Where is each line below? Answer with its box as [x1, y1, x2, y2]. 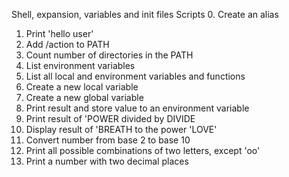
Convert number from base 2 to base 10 [25, 134, 191, 146]
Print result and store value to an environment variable [25, 102, 250, 114]
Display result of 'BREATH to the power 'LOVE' [25, 124, 218, 135]
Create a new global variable [25, 92, 144, 103]
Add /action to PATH [25, 39, 110, 50]
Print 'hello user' [25, 28, 94, 39]
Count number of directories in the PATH [25, 49, 194, 61]
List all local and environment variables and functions [25, 70, 246, 82]
